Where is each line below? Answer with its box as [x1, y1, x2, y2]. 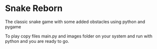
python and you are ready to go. [5, 38, 69, 44]
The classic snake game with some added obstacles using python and [5, 19, 145, 24]
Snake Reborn [5, 3, 63, 14]
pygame [5, 24, 21, 29]
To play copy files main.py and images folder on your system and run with [5, 33, 153, 39]
